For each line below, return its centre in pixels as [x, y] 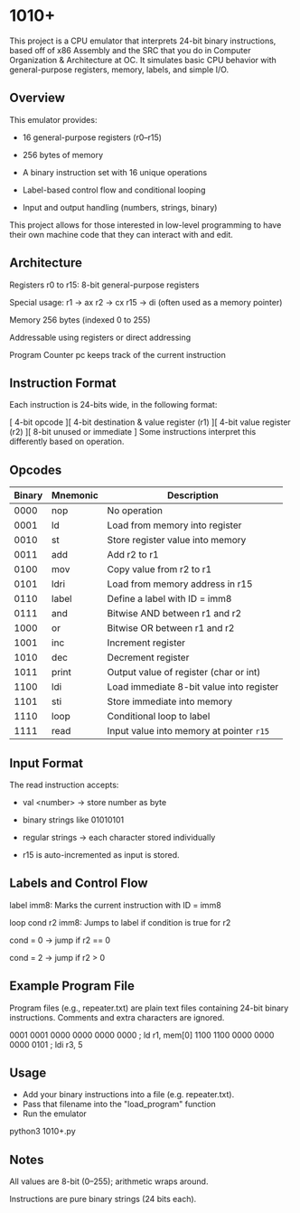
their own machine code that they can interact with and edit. [121, 234]
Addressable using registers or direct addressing [100, 337]
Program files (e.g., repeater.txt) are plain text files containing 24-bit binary [149, 1008]
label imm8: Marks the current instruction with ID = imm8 [115, 905]
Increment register [146, 643]
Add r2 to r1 [133, 555]
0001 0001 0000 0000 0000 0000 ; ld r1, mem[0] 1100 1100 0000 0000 [142, 1035]
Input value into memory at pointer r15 [188, 731]
